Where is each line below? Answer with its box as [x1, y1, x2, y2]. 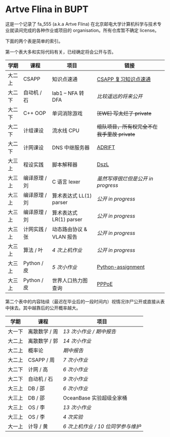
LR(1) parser [52, 216, 82, 223]
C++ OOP [23, 109, 47, 116]
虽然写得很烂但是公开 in [97, 175, 153, 182]
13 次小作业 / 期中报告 [63, 328, 116, 335]
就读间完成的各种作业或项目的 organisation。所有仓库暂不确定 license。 [9, 27, 159, 33]
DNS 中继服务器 [52, 144, 90, 151]
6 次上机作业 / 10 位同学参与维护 [63, 423, 141, 430]
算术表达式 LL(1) [52, 192, 92, 199]
